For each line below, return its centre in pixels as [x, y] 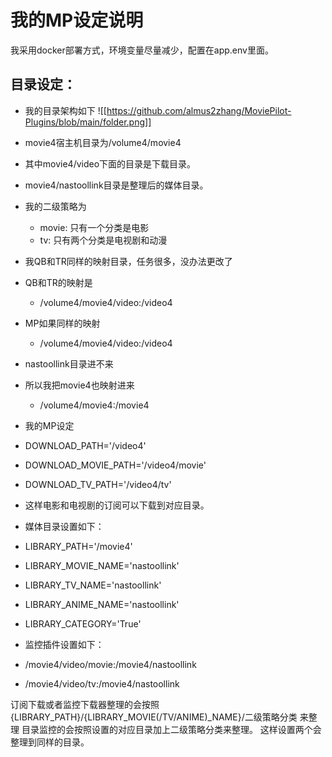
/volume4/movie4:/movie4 [94, 405]
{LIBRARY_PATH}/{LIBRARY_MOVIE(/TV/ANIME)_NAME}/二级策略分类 [154, 717]
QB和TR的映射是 [58, 282]
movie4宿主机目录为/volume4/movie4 [103, 142]
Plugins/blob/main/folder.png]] [88, 122]
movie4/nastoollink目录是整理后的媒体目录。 [116, 185]
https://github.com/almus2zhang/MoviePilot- [199, 110]
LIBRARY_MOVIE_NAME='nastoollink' [102, 565]
